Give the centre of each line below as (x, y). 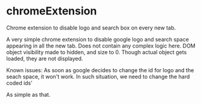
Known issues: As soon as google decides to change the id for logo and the (100, 70)
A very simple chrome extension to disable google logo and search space (97, 39)
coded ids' (20, 83)
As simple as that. (28, 94)
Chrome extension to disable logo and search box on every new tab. (91, 28)
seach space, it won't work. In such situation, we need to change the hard (98, 76)
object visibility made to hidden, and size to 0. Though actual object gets (97, 52)
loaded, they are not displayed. (45, 58)
